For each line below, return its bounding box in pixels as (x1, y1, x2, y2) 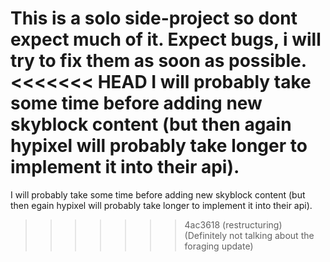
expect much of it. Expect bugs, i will (10, 28, 322, 51)
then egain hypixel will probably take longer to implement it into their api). (10, 199, 313, 211)
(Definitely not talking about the (184, 229, 315, 241)
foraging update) (184, 240, 254, 252)
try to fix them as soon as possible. (10, 50, 307, 72)
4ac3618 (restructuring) (184, 218, 283, 231)
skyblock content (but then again (10, 113, 292, 136)
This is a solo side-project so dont (10, 7, 298, 30)
